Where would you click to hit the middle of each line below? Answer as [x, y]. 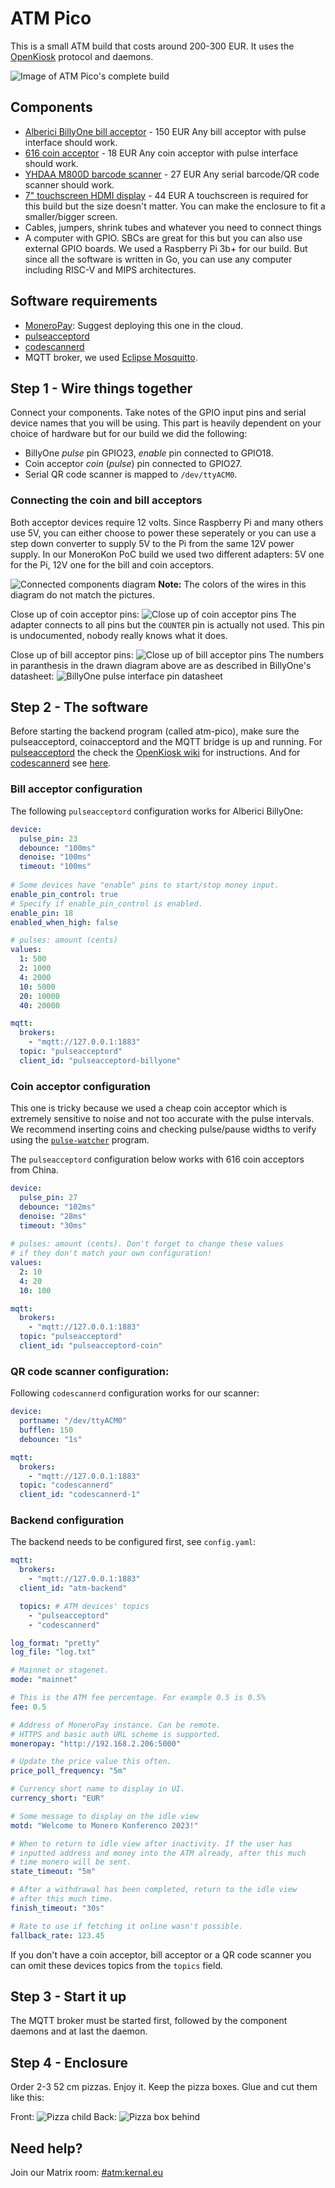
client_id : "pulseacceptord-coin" [91, 1346]
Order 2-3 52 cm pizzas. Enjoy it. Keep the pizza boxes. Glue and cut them [164, 2087]
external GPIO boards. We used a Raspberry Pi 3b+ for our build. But [166, 248]
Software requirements [84, 301]
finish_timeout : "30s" [57, 1908]
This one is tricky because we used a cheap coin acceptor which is [149, 1108]
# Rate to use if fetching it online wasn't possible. [127, 1926]
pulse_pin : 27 [48, 1197]
